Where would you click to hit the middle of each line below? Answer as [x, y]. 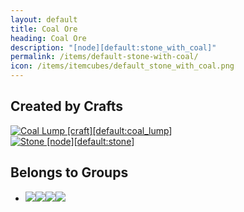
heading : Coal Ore [48, 38]
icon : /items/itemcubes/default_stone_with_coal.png [122, 66]
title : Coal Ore [44, 29]
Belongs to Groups [69, 172]
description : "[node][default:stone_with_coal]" [113, 47]
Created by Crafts [66, 106]
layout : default [44, 19]
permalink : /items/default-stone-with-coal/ [104, 57]
